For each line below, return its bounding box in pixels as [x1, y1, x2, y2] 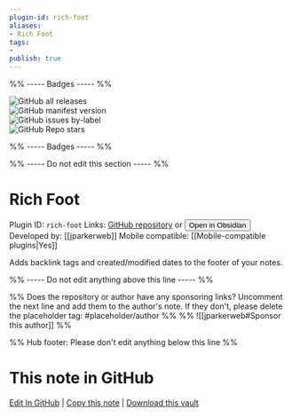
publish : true [9, 54, 62, 63]
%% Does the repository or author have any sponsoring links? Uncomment [9, 291, 283, 302]
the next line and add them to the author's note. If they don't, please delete [9, 301, 283, 311]
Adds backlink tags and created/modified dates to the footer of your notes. [9, 256, 283, 267]
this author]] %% [9, 319, 72, 330]
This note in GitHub [9, 368, 154, 389]
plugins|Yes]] [9, 240, 58, 250]
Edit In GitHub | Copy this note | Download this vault [9, 397, 200, 408]
